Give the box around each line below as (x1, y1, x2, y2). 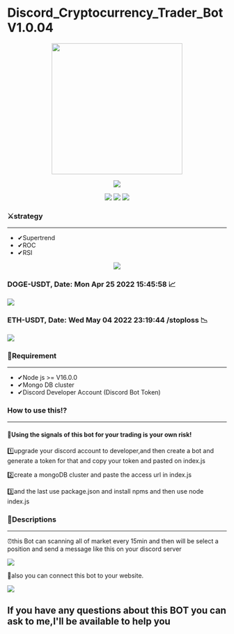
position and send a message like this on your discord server (7, 545, 182, 553)
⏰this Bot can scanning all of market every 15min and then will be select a (7, 536, 219, 545)
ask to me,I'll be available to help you (7, 616, 171, 628)
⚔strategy (7, 211, 43, 221)
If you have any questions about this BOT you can (7, 605, 226, 617)
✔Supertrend (17, 234, 56, 242)
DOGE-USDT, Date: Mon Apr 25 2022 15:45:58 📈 (7, 279, 176, 289)
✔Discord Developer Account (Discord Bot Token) (17, 388, 162, 397)
